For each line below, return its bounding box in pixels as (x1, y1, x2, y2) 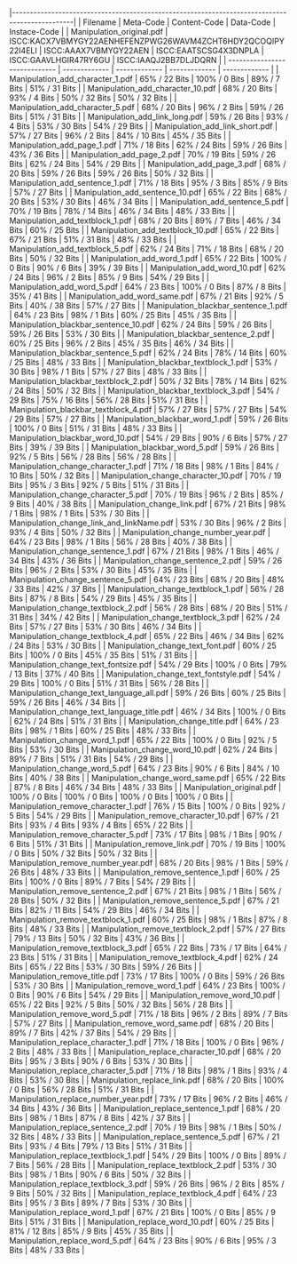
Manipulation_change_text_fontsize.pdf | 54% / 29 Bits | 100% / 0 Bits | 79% (9, 660, 288, 669)
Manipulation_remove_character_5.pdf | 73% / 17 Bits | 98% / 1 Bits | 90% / (9, 829, 282, 839)
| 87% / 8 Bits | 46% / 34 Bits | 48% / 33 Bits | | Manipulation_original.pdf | (9, 782, 282, 792)
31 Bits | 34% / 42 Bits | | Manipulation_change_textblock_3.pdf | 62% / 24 (9, 612, 281, 622)
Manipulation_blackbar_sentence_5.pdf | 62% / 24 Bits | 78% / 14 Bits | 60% (9, 348, 287, 358)
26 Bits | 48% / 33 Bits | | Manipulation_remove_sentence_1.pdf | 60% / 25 (9, 867, 281, 877)
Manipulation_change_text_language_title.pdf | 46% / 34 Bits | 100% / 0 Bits (9, 707, 286, 716)
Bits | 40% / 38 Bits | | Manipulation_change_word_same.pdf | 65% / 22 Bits (9, 772, 286, 783)
